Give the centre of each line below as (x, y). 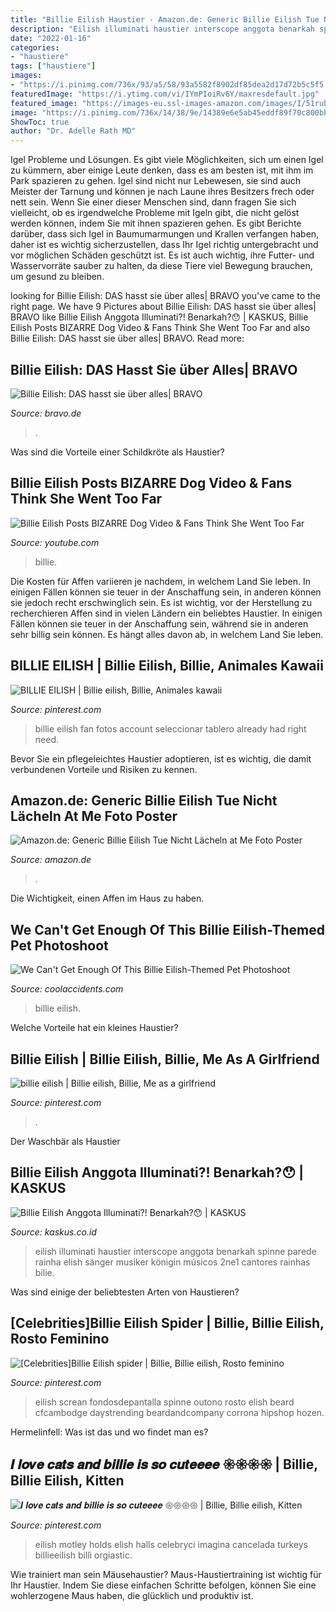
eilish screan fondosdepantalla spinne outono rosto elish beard (164, 1402)
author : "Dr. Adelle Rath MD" (73, 131)
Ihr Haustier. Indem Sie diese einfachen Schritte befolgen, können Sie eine (163, 1585)
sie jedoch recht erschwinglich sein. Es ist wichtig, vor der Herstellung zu (161, 602)
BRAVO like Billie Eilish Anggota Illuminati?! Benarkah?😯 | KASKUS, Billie (159, 317)
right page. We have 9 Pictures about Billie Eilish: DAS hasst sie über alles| (163, 307)
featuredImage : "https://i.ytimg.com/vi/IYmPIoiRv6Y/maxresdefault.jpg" (165, 94)
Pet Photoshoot (59, 945)
